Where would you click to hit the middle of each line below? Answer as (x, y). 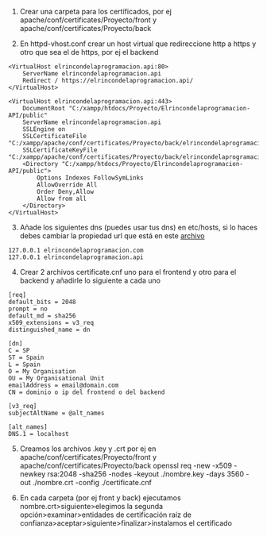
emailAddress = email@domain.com (64, 385)
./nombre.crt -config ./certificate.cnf (92, 482)
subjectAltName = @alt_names (56, 413)
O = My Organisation (43, 372)
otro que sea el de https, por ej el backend (89, 52)
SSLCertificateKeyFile (60, 150)
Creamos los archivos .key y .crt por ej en (88, 449)
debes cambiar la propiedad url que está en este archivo (112, 236)
